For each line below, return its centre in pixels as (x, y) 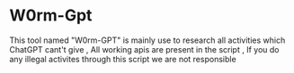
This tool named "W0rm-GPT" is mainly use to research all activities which (147, 40)
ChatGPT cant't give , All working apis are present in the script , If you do (144, 49)
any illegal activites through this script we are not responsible (123, 59)
